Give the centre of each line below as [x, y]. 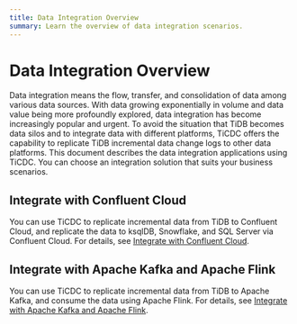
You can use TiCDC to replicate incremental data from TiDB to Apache [139, 291]
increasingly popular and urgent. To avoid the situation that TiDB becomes [147, 124]
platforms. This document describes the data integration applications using [148, 153]
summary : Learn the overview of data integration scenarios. [126, 26]
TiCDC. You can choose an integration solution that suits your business [141, 162]
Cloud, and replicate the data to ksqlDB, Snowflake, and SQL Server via [142, 231]
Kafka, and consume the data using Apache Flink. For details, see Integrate [148, 301]
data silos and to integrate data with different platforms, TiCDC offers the [144, 134]
